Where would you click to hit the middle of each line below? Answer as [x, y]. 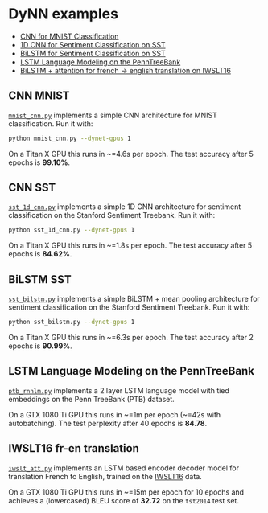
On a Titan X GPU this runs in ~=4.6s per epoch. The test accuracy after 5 [131, 154]
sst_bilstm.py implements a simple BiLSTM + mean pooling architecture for [134, 299]
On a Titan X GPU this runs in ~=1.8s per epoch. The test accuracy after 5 [130, 245]
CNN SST [32, 188]
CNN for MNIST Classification [69, 36]
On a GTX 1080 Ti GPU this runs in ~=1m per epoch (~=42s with [115, 414]
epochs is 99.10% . [39, 162]
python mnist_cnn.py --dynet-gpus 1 [70, 138]
